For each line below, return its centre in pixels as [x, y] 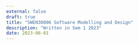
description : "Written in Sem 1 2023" [54, 28]
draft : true [21, 17]
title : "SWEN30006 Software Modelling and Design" [70, 22]
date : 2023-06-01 [28, 33]
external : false [26, 11]
